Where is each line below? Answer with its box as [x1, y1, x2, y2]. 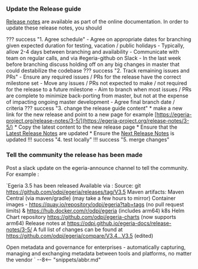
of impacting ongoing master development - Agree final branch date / [6, 99, 175, 106]
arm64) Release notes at [6, 219, 66, 227]
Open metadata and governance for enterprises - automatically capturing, [6, 244, 186, 251]
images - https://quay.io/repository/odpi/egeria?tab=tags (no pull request [6, 201, 184, 208]
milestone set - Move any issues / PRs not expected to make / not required [6, 80, 187, 87]
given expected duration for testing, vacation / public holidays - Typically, [6, 42, 184, 49]
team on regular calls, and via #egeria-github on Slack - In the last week [6, 55, 181, 62]
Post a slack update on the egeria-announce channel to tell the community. [6, 164, 189, 171]
